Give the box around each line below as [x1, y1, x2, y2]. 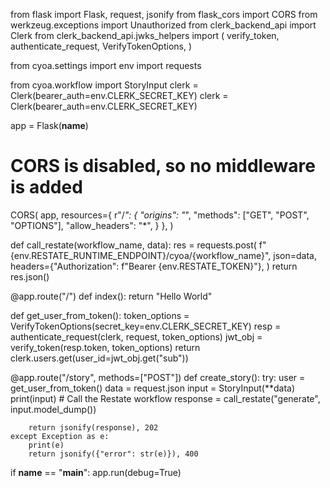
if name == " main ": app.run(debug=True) [10, 466, 182, 478]
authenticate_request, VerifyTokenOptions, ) [10, 40, 193, 52]
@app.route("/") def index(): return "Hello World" [10, 290, 213, 302]
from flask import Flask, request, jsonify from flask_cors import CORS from [10, 9, 318, 20]
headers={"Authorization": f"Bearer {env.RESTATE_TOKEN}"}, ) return [10, 260, 298, 272]
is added [10, 176, 83, 199]
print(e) [28, 440, 65, 450]
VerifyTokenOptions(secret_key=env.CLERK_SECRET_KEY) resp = [10, 320, 282, 332]
